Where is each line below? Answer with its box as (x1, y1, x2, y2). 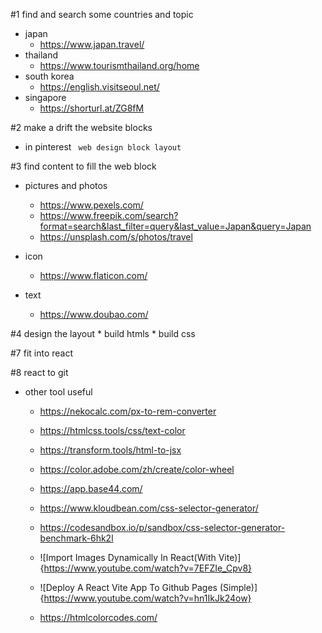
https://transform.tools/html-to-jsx (39, 444, 182, 456)
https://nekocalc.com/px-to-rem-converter (39, 405, 217, 417)
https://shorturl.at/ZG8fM (39, 102, 145, 114)
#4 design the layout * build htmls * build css (10, 328, 196, 339)
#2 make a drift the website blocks (10, 122, 153, 133)
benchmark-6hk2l (39, 532, 114, 544)
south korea (24, 70, 75, 82)
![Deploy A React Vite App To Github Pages (39, 582, 218, 593)
